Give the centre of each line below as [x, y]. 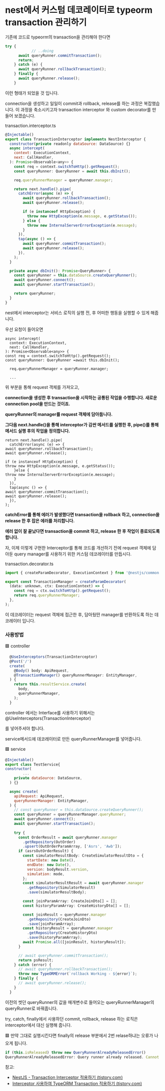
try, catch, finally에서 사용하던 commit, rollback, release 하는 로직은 [72, 1019]
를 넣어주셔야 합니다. [25, 728]
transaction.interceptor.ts [31, 126]
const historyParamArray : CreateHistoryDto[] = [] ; [77, 906]
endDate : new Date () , [49, 865]
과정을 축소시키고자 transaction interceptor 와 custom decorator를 [86, 109]
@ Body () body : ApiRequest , [41, 671]
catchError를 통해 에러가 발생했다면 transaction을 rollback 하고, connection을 [82, 514]
